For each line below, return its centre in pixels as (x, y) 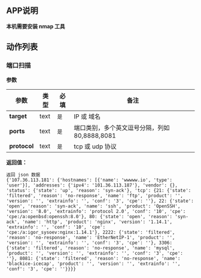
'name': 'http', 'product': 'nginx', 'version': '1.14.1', (97, 222)
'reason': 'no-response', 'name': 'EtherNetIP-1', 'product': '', (91, 237)
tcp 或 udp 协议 (95, 146)
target (18, 116)
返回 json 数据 (23, 175)
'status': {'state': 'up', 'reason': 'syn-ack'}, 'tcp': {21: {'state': (99, 190)
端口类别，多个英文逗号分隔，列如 (122, 127)
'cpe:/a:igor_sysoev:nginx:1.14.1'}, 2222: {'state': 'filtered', (91, 232)
